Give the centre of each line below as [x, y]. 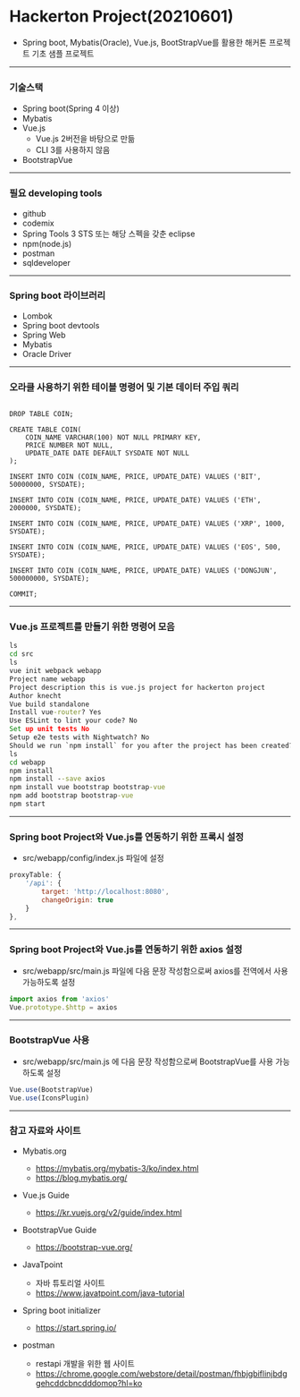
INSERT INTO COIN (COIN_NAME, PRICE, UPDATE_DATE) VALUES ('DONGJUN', [143, 571]
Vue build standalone [50, 704]
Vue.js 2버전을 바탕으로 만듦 [85, 139]
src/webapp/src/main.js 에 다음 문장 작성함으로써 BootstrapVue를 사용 [148, 1061]
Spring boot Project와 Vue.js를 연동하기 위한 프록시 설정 [126, 837]
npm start [28, 804]
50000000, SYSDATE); [48, 485]
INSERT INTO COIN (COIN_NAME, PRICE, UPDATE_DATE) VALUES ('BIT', [135, 477]
